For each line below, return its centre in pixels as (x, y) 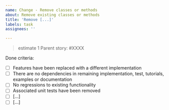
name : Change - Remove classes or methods (51, 10)
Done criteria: (20, 58)
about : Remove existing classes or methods (53, 15)
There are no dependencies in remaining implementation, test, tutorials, (88, 74)
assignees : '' (21, 29)
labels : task (19, 24)
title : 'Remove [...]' (30, 19)
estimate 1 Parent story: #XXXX (51, 48)
